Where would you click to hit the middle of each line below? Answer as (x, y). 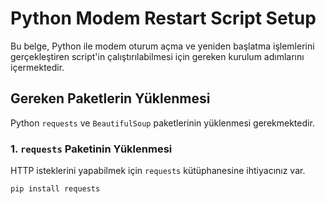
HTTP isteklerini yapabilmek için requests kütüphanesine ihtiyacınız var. (158, 171)
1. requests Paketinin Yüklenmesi (91, 149)
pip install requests (55, 189)
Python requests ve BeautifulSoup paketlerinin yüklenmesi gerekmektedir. (162, 123)
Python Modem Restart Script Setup (163, 18)
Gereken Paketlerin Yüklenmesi (110, 98)
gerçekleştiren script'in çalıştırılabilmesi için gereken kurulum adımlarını (157, 56)
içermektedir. (37, 67)
